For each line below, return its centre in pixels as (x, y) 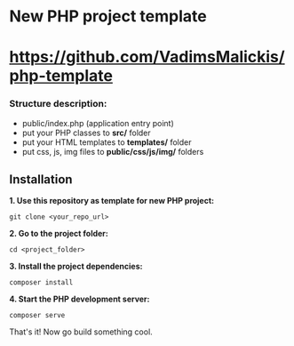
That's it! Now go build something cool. (81, 332)
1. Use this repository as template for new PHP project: (112, 201)
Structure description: (58, 104)
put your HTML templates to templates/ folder (107, 142)
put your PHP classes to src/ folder (86, 133)
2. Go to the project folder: (59, 234)
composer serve (37, 316)
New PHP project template (108, 16)
